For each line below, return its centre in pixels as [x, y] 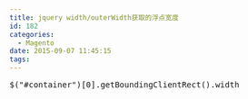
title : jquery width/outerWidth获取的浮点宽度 [94, 18]
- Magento [36, 43]
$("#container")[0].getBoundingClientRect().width [124, 85]
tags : [20, 59]
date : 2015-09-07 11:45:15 [60, 51]
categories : [32, 34]
